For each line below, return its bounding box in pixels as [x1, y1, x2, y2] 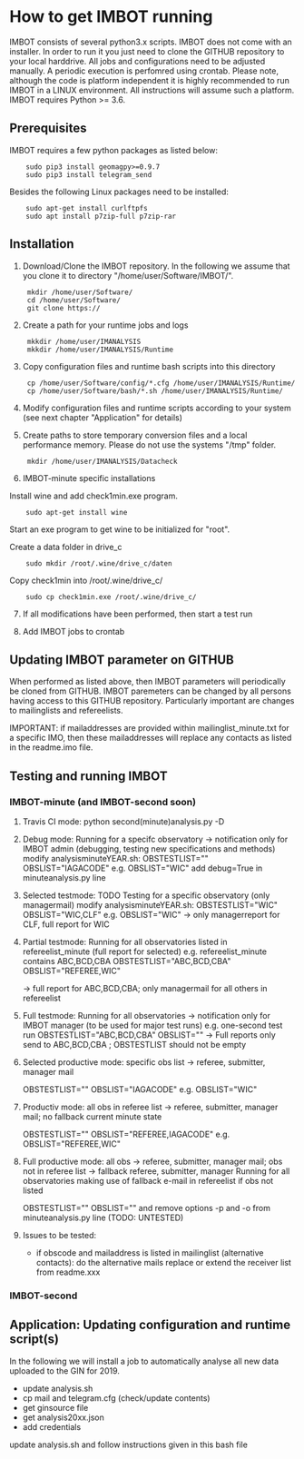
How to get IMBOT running [9, 6, 213, 27]
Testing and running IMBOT [9, 768, 168, 784]
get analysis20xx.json [22, 1412, 104, 1423]
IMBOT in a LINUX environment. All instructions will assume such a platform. [9, 84, 295, 95]
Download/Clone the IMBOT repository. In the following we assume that [22, 261, 290, 271]
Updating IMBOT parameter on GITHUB [9, 652, 234, 667]
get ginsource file [22, 1402, 89, 1413]
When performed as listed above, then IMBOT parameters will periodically [9, 676, 286, 687]
